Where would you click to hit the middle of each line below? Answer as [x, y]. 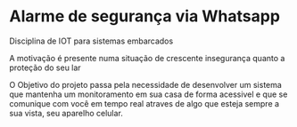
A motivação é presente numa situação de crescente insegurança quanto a [147, 58]
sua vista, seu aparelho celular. [66, 113]
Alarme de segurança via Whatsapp [145, 16]
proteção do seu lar [45, 67]
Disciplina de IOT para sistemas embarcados [91, 41]
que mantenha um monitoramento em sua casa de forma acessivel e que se [148, 94]
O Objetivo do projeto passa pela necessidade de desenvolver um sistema [146, 84]
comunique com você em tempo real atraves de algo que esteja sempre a [144, 103]
